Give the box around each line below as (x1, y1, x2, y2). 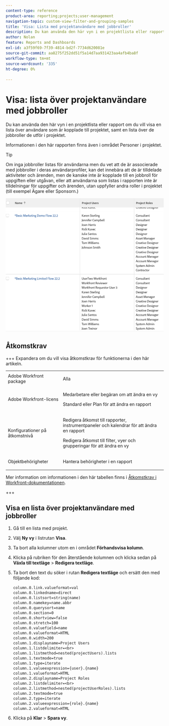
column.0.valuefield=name (13, 625, 67, 630)
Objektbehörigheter (8, 459, 49, 465)
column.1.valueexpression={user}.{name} (13, 666, 99, 671)
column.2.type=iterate (13, 696, 61, 701)
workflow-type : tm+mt (6, 56, 51, 61)
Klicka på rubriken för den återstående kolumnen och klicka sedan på (13, 554, 157, 560)
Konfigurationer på (8, 427, 47, 433)
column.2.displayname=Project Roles (13, 676, 90, 681)
